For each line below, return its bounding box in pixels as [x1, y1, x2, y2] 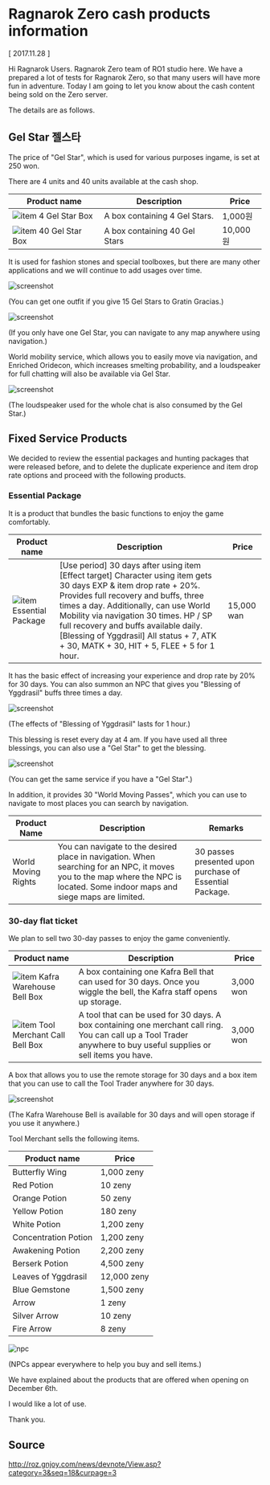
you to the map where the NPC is [57, 871, 182, 882]
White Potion [12, 1219, 61, 1230]
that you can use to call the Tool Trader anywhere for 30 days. [8, 1078, 215, 1089]
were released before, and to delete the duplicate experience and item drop [8, 461, 259, 471]
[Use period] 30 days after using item [59, 559, 202, 571]
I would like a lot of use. [8, 1399, 87, 1409]
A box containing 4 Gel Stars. [104, 210, 215, 221]
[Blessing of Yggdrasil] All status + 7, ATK [59, 630, 217, 641]
